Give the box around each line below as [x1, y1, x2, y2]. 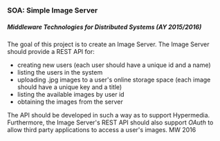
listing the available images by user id [17, 90, 125, 98]
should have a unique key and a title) [17, 82, 122, 91]
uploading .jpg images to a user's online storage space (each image [17, 75, 211, 84]
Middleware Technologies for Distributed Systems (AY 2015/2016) [7, 23, 202, 31]
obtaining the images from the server [17, 97, 123, 106]
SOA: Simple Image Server [7, 6, 98, 15]
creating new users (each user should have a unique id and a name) [17, 61, 211, 69]
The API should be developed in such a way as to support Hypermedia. [7, 111, 210, 119]
